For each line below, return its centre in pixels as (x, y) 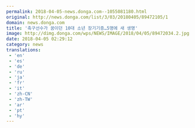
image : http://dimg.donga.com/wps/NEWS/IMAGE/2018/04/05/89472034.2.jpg (98, 34)
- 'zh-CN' (21, 94)
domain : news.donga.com (36, 22)
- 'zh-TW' (21, 99)
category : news (25, 45)
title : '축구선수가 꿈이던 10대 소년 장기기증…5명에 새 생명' (72, 28)
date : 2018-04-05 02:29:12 (39, 39)
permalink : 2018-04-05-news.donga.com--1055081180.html (76, 12)
